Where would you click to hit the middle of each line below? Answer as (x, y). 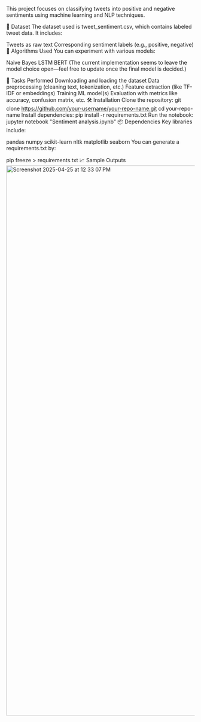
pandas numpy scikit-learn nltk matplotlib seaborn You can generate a (93, 142)
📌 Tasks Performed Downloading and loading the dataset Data (83, 81)
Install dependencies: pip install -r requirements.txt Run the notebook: (107, 115)
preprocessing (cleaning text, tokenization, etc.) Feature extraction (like (94, 87)
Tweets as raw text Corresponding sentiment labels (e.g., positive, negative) (100, 45)
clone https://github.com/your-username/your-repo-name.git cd (86, 108)
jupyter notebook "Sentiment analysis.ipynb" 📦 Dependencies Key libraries (99, 122)
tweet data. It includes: (34, 33)
